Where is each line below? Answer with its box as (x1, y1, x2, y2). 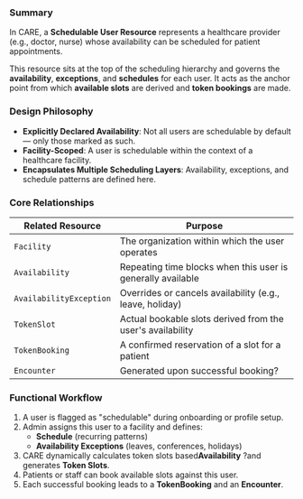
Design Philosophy (9, 106, 94, 118)
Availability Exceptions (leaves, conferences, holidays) (35, 440, 243, 452)
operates (119, 245, 158, 258)
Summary (9, 6, 54, 19)
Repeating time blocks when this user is (119, 260, 289, 273)
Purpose (186, 219, 224, 232)
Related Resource (23, 219, 102, 232)
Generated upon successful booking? (119, 364, 280, 376)
